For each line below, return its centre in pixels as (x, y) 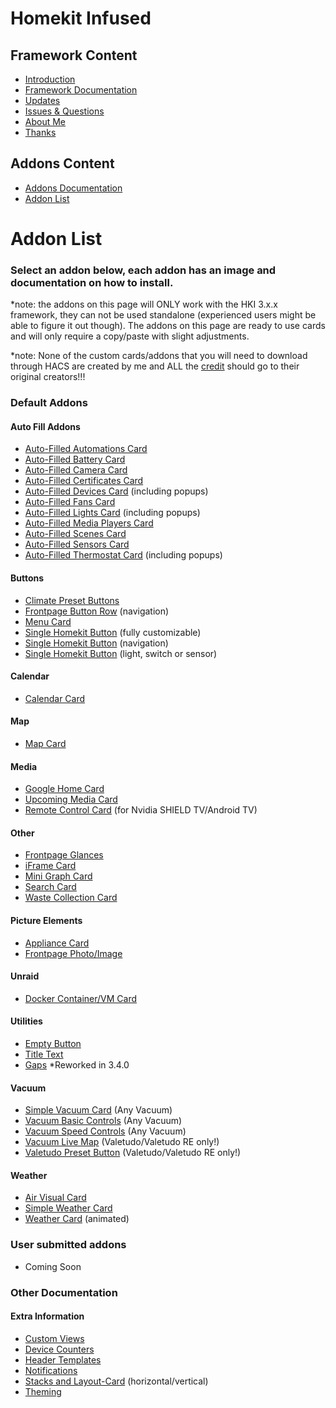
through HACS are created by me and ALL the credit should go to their (155, 366)
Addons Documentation (73, 188)
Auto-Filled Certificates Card (84, 481)
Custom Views (54, 1338)
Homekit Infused (81, 18)
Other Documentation (64, 1292)
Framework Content (74, 55)
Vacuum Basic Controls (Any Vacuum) (103, 1121)
